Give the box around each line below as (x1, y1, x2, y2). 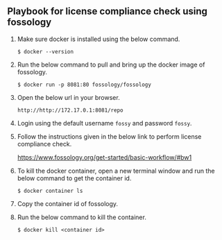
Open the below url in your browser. (17, 93, 120, 101)
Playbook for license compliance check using (7, 6, 208, 17)
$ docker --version (17, 48, 74, 55)
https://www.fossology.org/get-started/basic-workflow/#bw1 (17, 153, 192, 162)
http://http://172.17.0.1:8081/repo (17, 107, 123, 114)
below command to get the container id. (17, 173, 132, 182)
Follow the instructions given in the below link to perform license (17, 132, 202, 141)
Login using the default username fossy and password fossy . (17, 119, 192, 127)
